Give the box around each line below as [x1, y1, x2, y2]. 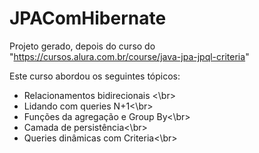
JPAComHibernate [9, 7, 167, 30]
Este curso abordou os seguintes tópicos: [9, 70, 181, 82]
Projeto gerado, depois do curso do [9, 40, 156, 52]
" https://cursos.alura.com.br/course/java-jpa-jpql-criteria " [9, 50, 250, 62]
